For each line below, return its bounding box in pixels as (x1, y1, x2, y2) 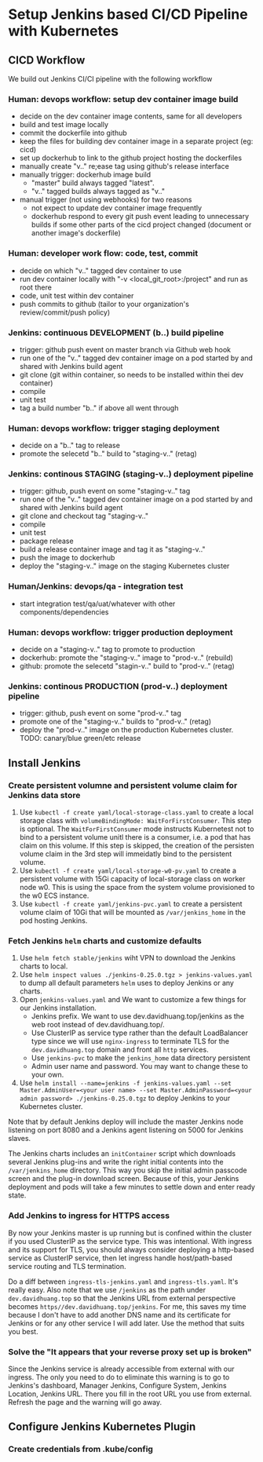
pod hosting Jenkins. (19, 916, 88, 925)
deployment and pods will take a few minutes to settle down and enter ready (8, 1183, 255, 1192)
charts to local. (19, 961, 68, 971)
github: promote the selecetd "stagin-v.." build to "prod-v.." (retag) (19, 662, 236, 671)
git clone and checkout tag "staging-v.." (19, 512, 149, 521)
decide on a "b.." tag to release (19, 441, 120, 450)
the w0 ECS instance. (19, 891, 89, 900)
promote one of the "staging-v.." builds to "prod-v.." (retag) (19, 716, 212, 727)
